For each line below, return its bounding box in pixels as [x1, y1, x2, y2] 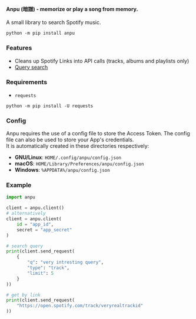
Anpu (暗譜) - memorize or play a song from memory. [6, 5, 138, 12]
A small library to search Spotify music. [6, 19, 101, 26]
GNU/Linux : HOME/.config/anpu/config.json [14, 154, 122, 161]
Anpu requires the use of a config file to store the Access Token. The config [6, 130, 190, 137]
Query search [14, 64, 48, 71]
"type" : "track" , [27, 265, 69, 271]
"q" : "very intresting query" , [27, 260, 104, 265]
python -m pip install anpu [6, 30, 75, 36]
